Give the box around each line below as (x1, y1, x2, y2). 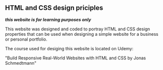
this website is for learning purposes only (5, 16, 91, 22)
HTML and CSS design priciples (5, 4, 103, 12)
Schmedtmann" (5, 60, 37, 66)
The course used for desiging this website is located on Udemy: (5, 45, 134, 51)
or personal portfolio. (5, 36, 47, 42)
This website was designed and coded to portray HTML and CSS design (5, 26, 150, 32)
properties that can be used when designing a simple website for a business (5, 31, 159, 37)
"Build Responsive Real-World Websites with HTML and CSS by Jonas (5, 55, 146, 61)
